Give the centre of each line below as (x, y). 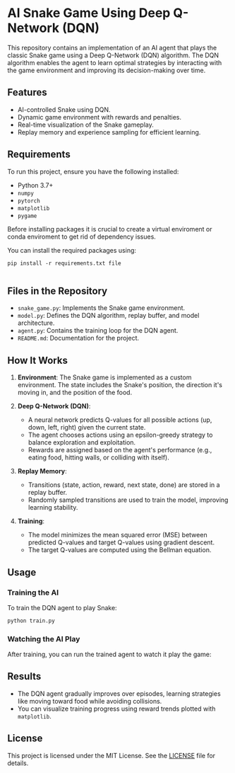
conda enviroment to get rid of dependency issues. (82, 236)
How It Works (38, 360)
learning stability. (53, 508)
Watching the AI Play (44, 639)
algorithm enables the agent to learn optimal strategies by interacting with (115, 62)
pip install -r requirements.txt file (64, 263)
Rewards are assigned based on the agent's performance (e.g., (120, 450)
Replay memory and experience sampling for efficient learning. (109, 132)
